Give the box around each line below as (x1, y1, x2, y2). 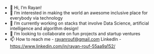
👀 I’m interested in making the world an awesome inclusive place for (9, 10, 148, 16)
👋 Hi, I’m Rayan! (9, 5, 42, 10)
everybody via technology (9, 15, 63, 21)
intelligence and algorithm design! (9, 26, 79, 31)
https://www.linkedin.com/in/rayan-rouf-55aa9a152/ (9, 43, 116, 49)
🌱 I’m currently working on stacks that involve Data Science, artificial (9, 20, 149, 26)
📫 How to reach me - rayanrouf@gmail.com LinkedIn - (9, 36, 122, 42)
